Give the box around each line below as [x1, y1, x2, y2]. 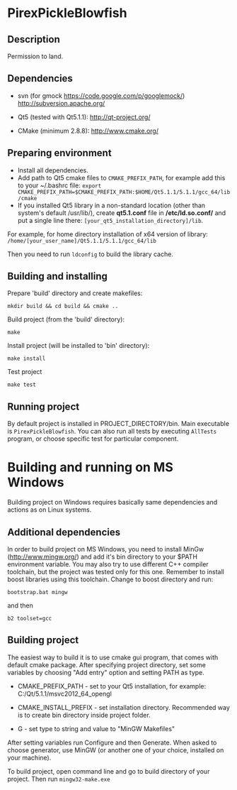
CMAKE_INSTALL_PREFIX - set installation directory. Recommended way [17, 703, 230, 711]
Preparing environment [7, 147, 112, 159]
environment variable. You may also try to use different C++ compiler [7, 560, 209, 569]
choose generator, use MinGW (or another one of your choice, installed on [7, 745, 224, 754]
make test [7, 381, 37, 388]
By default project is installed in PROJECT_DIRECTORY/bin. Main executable [7, 419, 230, 428]
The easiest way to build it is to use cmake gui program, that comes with [7, 653, 219, 662]
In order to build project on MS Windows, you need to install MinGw [7, 545, 204, 553]
